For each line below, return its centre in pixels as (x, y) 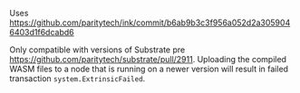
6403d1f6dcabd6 (42, 32)
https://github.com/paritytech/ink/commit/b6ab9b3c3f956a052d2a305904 (150, 23)
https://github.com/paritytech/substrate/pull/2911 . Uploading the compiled (148, 59)
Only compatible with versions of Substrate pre (97, 50)
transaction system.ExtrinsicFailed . (77, 79)
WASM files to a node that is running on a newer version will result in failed (149, 69)
